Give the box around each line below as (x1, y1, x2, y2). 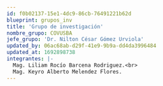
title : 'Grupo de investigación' (6, 23, 104, 30)
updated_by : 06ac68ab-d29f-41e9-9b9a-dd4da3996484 (6, 42, 157, 49)
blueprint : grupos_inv (6, 17, 72, 24)
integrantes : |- (6, 55, 54, 62)
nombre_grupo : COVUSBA (6, 29, 72, 37)
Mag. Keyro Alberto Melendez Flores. (13, 68, 123, 75)
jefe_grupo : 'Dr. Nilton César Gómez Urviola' (6, 36, 144, 43)
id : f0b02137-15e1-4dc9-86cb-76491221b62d (6, 10, 132, 17)
